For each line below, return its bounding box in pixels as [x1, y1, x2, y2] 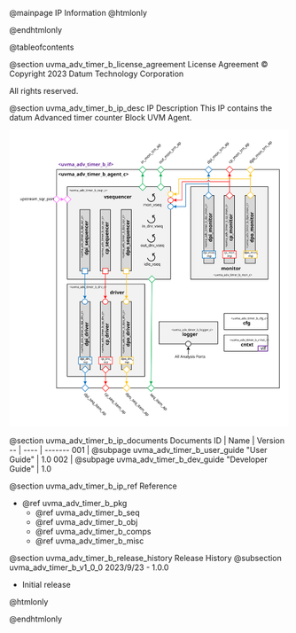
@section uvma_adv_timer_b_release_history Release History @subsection [9, 552, 282, 563]
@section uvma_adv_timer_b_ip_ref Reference [9, 481, 177, 491]
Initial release [21, 579, 71, 590]
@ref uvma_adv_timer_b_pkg [21, 497, 128, 508]
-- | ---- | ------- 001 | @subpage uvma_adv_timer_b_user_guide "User [9, 444, 268, 455]
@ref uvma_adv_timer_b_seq [35, 507, 140, 518]
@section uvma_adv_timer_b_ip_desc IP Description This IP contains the [9, 103, 273, 113]
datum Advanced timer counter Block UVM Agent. [9, 113, 192, 122]
